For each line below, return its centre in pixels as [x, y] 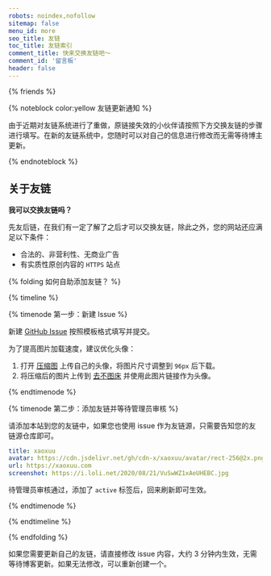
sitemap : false [34, 23]
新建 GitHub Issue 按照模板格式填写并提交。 [81, 331]
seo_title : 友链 [34, 38]
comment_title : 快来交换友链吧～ [60, 53]
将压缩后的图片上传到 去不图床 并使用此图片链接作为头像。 [117, 375]
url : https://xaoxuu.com [50, 466]
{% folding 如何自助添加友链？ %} [65, 281]
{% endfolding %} [38, 537]
